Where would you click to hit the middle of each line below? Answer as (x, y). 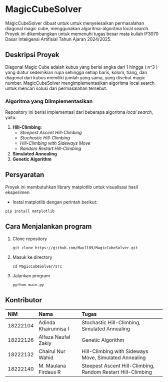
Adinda (47, 323)
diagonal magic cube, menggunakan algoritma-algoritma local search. (77, 28)
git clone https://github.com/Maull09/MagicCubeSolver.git (75, 248)
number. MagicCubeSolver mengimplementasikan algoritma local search (80, 83)
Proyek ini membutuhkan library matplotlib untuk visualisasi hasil (72, 187)
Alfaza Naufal (54, 337)
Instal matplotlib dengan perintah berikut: (55, 202)
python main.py (28, 285)
